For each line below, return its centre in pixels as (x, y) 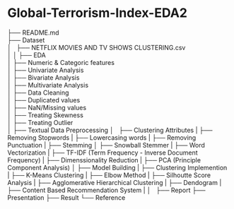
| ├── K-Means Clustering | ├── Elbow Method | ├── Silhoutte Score (109, 175)
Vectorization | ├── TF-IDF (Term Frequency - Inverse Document (103, 153)
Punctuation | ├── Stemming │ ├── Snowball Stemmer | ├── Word (106, 145)
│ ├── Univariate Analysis (46, 70)
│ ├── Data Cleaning (38, 92)
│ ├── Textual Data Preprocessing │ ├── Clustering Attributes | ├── (110, 130)
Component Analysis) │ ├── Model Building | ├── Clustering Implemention (117, 167)
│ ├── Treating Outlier (40, 122)
